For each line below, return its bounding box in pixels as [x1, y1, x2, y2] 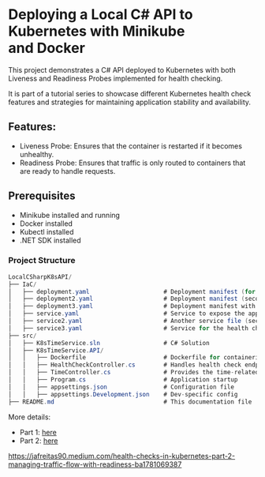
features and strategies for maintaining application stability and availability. [8, 97, 251, 107]
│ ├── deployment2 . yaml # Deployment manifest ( [8, 295, 245, 303]
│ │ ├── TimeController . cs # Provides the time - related [8, 369, 259, 377]
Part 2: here [19, 436, 58, 445]
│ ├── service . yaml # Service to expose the [8, 310, 245, 317]
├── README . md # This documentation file [8, 397, 252, 406]
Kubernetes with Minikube [8, 22, 185, 40]
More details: [8, 412, 51, 422]
